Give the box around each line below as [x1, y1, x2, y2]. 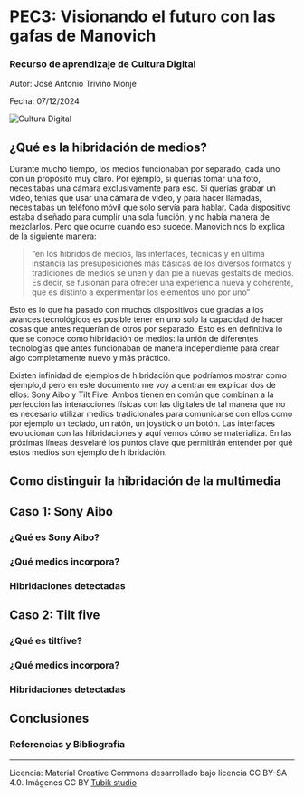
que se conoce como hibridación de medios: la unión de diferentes [9, 333, 259, 345]
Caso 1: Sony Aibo [9, 504, 113, 519]
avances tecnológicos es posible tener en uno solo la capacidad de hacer [9, 314, 284, 325]
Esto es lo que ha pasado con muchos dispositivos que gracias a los [9, 305, 264, 316]
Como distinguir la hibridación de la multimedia [9, 473, 281, 489]
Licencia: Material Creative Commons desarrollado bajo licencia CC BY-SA [9, 767, 288, 778]
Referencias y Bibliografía [9, 738, 126, 751]
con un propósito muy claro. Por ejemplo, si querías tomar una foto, [9, 174, 261, 185]
